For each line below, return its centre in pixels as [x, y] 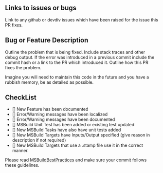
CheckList [21, 98]
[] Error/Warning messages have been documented [63, 119]
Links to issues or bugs [41, 8]
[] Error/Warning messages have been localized [60, 115]
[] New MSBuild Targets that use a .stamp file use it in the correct [78, 145]
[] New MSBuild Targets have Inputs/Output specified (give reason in [81, 135]
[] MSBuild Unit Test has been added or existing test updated [73, 125]
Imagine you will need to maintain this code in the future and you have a [77, 77]
